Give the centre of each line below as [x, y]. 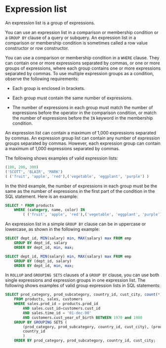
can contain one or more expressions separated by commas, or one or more [83, 63]
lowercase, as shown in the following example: [53, 229]
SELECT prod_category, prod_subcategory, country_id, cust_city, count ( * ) [84, 295]
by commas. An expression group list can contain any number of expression [83, 138]
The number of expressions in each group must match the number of [83, 107]
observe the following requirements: [42, 79]
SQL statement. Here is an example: [41, 196]
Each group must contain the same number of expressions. [72, 98]
